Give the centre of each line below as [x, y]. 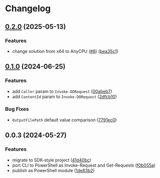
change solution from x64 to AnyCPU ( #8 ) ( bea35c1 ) [65, 51]
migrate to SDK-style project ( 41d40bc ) [52, 160]
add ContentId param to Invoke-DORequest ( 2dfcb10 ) [65, 97]
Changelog [28, 9]
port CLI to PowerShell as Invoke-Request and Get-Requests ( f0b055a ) [84, 165]
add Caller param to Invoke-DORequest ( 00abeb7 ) [62, 91]
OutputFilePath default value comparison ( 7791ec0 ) [64, 120]
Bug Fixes [17, 109]
